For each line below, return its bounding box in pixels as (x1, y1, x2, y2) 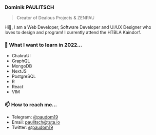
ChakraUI (11, 52, 31, 58)
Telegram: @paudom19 (11, 114, 58, 120)
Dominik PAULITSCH (4, 4, 55, 11)
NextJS (11, 68, 27, 74)
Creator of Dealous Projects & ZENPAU (16, 15, 95, 21)
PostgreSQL (11, 73, 36, 79)
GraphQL (11, 58, 30, 64)
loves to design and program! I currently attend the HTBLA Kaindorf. (4, 30, 141, 35)
